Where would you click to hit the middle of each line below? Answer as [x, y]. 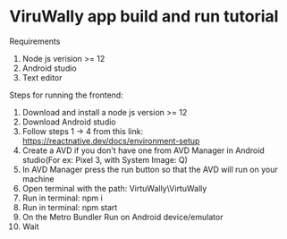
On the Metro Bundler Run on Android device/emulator [122, 217]
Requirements [35, 41]
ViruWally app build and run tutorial [144, 17]
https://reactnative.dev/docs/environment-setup [111, 141]
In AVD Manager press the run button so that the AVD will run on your [150, 169]
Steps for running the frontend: [66, 95]
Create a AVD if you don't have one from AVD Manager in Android [143, 150]
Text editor [42, 77]
